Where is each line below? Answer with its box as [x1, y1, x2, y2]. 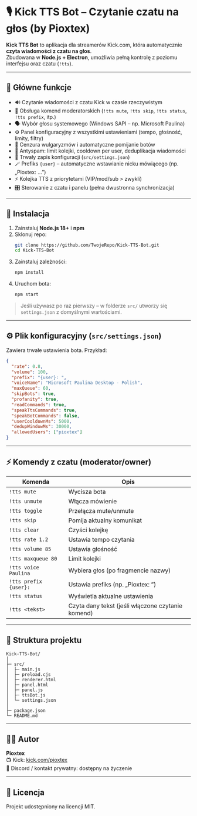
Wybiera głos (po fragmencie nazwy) [68, 566, 171, 575]
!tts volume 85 [9, 546, 52, 552]
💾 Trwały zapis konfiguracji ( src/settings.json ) [14, 153, 130, 160]
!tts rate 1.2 [9, 536, 49, 543]
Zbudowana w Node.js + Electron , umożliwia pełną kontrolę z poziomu [6, 54, 178, 61]
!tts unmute [9, 497, 43, 505]
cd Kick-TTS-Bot [14, 247, 55, 254]
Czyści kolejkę [68, 526, 108, 534]
